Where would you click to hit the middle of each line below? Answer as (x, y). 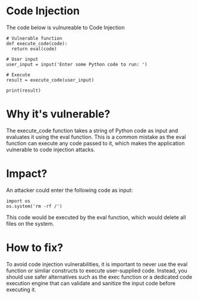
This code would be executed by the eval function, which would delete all (96, 217)
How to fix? (35, 248)
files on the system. (30, 223)
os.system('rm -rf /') (34, 206)
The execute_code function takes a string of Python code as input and (92, 130)
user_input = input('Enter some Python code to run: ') (77, 64)
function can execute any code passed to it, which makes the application (95, 143)
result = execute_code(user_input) (50, 80)
